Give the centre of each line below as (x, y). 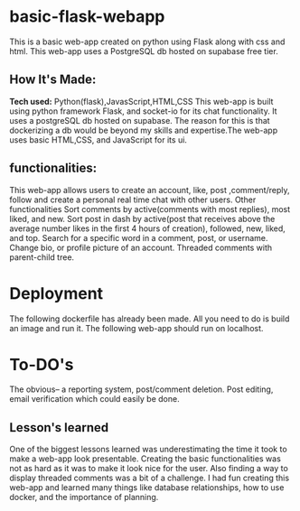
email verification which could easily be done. (94, 399)
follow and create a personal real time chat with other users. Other (133, 200)
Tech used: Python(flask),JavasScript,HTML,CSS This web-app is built (141, 101)
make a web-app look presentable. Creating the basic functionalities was (145, 459)
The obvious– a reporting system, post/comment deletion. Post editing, (141, 389)
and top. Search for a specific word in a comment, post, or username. (139, 237)
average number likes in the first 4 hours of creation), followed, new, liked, (148, 228)
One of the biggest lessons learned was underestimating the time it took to (148, 450)
